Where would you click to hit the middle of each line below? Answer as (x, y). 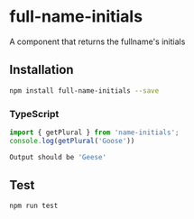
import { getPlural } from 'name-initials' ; (94, 132)
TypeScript (34, 114)
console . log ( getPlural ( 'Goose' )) (72, 141)
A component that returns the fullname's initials (97, 41)
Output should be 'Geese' (58, 157)
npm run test (34, 206)
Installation (42, 70)
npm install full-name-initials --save (84, 91)
